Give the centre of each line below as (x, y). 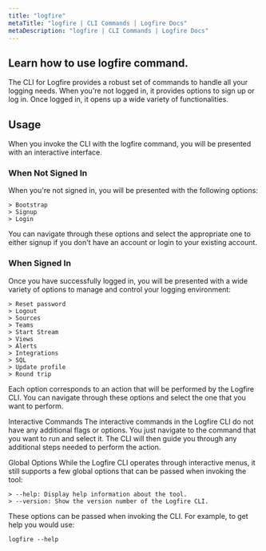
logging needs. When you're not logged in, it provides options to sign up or (131, 91)
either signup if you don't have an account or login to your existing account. (133, 243)
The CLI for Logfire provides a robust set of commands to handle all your (128, 82)
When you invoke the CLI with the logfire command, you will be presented (130, 144)
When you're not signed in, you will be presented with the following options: (133, 191)
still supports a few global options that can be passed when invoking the (127, 471)
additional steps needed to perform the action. (85, 447)
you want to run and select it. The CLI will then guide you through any (123, 438)
